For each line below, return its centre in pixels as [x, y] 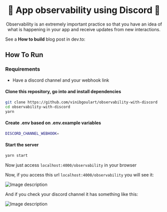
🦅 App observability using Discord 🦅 [84, 10]
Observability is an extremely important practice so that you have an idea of [84, 24]
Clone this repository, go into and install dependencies [63, 92]
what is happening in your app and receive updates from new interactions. [84, 29]
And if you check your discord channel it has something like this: [72, 194]
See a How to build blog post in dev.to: [45, 39]
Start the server [22, 145]
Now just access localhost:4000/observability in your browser [71, 165]
